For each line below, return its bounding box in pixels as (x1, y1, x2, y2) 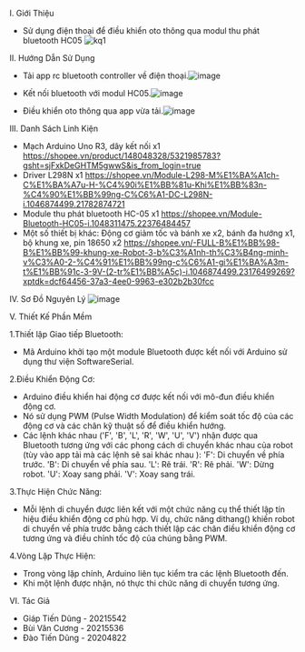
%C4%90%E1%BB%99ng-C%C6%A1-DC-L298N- (22, 189, 213, 199)
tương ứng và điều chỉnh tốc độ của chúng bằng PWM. (22, 533, 228, 544)
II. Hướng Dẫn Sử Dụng (9, 53, 95, 63)
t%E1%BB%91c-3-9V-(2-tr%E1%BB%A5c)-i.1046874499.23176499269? (22, 266, 295, 276)
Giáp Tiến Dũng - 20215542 (22, 613, 127, 624)
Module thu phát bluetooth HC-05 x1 (22, 208, 160, 219)
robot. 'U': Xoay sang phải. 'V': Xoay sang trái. (22, 468, 196, 479)
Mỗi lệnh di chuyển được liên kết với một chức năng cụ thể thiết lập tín (22, 504, 286, 515)
